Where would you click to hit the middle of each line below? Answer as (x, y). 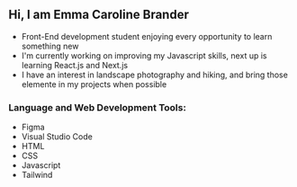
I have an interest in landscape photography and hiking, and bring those (155, 75)
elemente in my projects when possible (94, 84)
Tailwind (37, 175)
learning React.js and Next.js (74, 65)
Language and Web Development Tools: (97, 107)
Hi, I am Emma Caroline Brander (99, 15)
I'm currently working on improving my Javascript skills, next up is (144, 55)
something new (50, 46)
